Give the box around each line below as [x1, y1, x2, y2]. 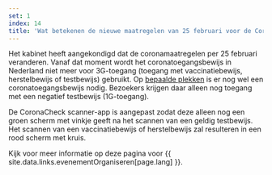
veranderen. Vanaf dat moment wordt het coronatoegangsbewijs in [8, 57, 232, 67]
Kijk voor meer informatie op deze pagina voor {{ [8, 148, 172, 158]
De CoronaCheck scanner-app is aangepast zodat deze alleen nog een [8, 107, 245, 117]
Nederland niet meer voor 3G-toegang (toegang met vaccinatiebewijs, [8, 66, 243, 76]
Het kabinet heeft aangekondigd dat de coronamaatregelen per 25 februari [8, 49, 257, 59]
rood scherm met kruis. [8, 133, 87, 143]
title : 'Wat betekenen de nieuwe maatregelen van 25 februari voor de [8, 27, 252, 35]
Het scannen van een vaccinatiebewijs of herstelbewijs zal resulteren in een [8, 124, 261, 134]
